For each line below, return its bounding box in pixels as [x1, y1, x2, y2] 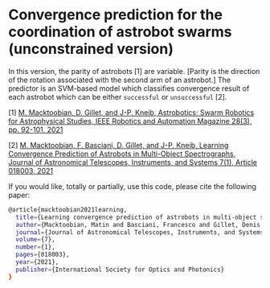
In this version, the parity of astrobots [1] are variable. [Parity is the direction [8, 66, 260, 76]
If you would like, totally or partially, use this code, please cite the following [8, 181, 257, 191]
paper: [8, 190, 31, 200]
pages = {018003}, [15, 251, 70, 259]
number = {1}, [15, 243, 56, 251]
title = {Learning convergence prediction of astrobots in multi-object [15, 213, 257, 221]
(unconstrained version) [8, 40, 174, 58]
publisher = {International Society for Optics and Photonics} [15, 265, 225, 274]
